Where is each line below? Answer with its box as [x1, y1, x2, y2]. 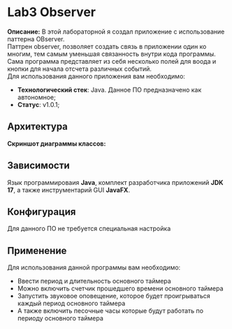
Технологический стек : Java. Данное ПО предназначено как [17, 85, 202, 94]
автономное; [17, 92, 56, 101]
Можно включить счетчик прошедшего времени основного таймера [17, 284, 224, 293]
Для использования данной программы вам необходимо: [7, 263, 181, 272]
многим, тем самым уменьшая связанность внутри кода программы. [7, 50, 217, 58]
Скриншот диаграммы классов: [7, 139, 106, 148]
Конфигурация [7, 206, 76, 218]
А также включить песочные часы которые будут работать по [17, 307, 204, 315]
